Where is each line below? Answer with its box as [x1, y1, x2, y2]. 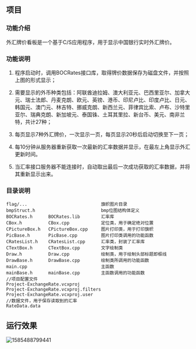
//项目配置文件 [6, 276, 38, 283]
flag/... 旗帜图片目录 [6, 202, 128, 207]
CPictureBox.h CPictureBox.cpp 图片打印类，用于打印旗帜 [6, 226, 154, 233]
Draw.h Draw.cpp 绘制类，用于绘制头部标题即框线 [6, 251, 167, 257]
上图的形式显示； [14, 76, 57, 83]
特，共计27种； [14, 118, 52, 125]
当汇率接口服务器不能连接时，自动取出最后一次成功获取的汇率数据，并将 [14, 163, 190, 170]
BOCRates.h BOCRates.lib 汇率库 [6, 214, 115, 220]
